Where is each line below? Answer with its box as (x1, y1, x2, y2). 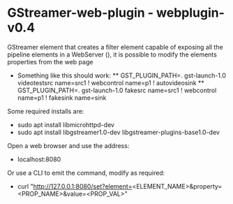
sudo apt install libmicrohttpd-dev (17, 120, 115, 129)
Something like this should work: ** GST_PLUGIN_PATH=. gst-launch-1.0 (17, 71, 227, 80)
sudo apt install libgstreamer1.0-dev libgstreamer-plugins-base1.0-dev (17, 128, 220, 136)
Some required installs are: (7, 107, 84, 115)
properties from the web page (7, 57, 93, 66)
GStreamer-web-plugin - (7, 5, 154, 21)
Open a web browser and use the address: (7, 141, 130, 150)
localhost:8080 (17, 155, 61, 163)
